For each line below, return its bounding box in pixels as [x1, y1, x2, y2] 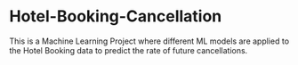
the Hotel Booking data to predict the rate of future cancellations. [9, 45, 248, 55]
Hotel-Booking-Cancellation [9, 6, 222, 27]
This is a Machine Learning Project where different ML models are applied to [9, 36, 290, 46]
